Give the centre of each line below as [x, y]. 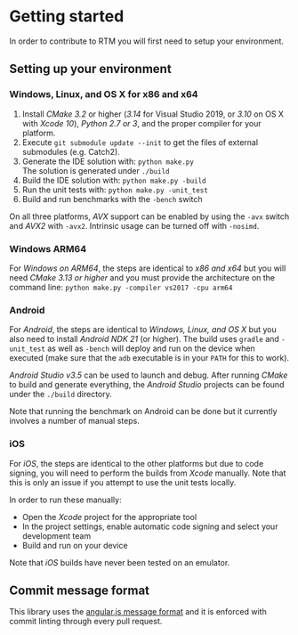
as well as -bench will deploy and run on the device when [151, 348]
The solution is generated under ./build [96, 170]
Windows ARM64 [48, 248]
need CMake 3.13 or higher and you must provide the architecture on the [142, 277]
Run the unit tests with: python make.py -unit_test [115, 190]
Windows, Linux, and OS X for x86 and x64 [104, 94]
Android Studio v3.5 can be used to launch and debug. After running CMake [149, 375]
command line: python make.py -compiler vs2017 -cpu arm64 [121, 287]
